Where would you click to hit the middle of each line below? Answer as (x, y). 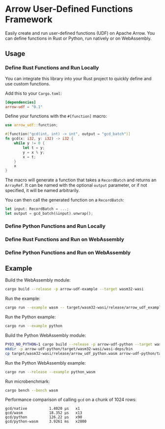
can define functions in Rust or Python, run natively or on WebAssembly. (79, 38)
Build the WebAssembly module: (38, 280)
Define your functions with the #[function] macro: (56, 116)
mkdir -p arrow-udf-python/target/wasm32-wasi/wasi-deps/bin (69, 349)
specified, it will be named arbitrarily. (42, 191)
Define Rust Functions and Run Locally (52, 68)
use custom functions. (28, 84)
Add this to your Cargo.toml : (34, 93)
